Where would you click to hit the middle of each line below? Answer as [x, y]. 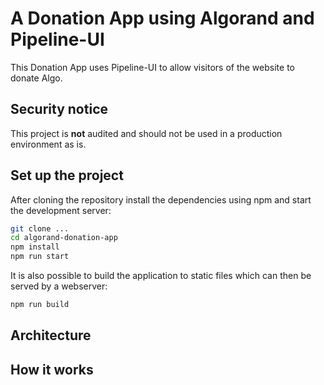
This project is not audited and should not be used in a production [146, 133]
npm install [35, 247]
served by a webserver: [59, 286]
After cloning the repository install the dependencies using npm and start [161, 199]
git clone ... [40, 228]
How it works [52, 369]
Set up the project [67, 175]
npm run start [40, 257]
